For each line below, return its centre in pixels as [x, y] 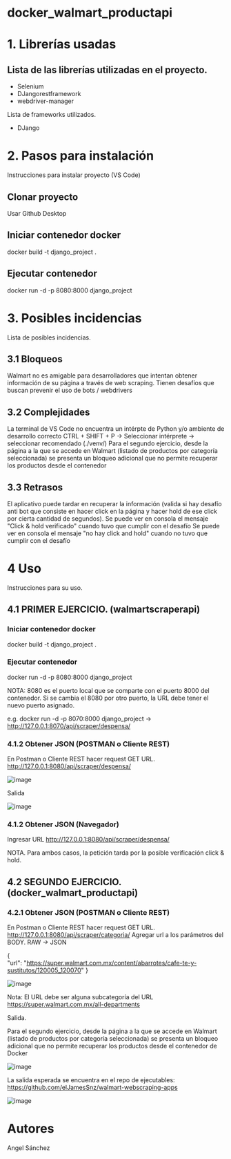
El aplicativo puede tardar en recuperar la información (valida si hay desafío [114, 503]
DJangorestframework [49, 94]
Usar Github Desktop [37, 213]
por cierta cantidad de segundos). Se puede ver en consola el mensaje [108, 518]
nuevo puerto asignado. [41, 705]
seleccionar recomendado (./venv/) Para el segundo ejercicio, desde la [108, 443]
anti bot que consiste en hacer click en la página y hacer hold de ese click [112, 511]
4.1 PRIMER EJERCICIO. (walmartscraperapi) [104, 610]
